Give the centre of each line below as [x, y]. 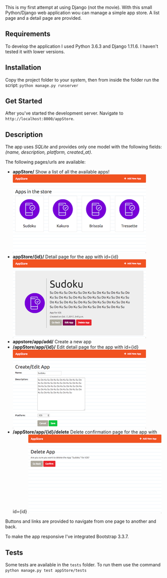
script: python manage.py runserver [42, 85]
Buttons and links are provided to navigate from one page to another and [81, 521]
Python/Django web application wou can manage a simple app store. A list [82, 13]
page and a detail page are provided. [44, 18]
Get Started [24, 101]
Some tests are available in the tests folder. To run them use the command [83, 565]
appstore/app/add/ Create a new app [52, 342]
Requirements [28, 34]
